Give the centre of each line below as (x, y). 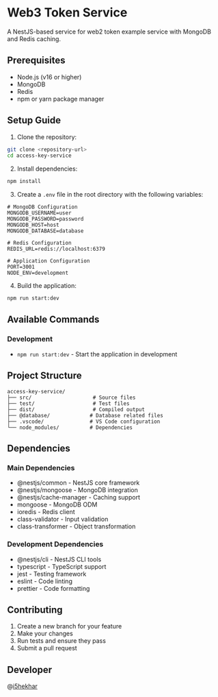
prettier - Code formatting (53, 588)
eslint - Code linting (45, 581)
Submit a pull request (47, 648)
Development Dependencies (55, 544)
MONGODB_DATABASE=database (45, 231)
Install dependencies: (47, 169)
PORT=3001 (21, 267)
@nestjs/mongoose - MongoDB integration (77, 490)
